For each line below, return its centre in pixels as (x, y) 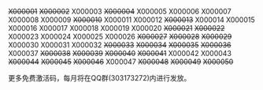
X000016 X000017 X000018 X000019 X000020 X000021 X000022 (117, 28)
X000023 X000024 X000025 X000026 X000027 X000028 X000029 (120, 36)
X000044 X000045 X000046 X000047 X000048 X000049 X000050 (121, 62)
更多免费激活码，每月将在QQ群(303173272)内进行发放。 (100, 78)
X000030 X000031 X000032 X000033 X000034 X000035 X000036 (120, 45)
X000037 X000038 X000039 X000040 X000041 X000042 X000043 (120, 53)
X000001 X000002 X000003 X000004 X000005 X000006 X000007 (120, 11)
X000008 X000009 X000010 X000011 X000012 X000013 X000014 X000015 (132, 20)
